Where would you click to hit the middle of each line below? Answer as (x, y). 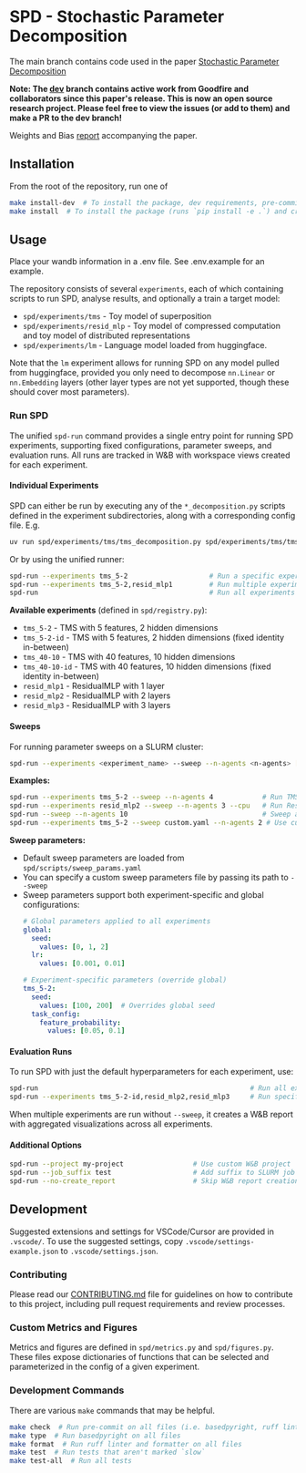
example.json (34, 1252)
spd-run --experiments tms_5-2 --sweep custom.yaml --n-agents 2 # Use (148, 823)
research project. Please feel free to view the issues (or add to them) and (150, 108)
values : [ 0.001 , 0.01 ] (82, 963)
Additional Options (46, 1145)
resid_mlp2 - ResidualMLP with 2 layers (97, 695)
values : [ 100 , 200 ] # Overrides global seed (127, 1005)
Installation (42, 165)
